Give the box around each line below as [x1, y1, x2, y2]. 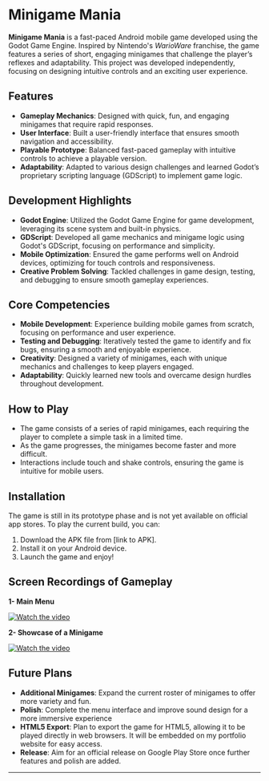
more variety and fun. [19, 696, 92, 706]
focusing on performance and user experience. [19, 327, 176, 338]
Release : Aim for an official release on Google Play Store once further [19, 747, 251, 757]
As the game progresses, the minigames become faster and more [19, 441, 237, 450]
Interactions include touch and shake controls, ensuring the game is [19, 458, 244, 467]
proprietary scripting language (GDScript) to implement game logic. [19, 170, 243, 180]
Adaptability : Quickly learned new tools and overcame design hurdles [19, 371, 252, 380]
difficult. [19, 449, 48, 459]
